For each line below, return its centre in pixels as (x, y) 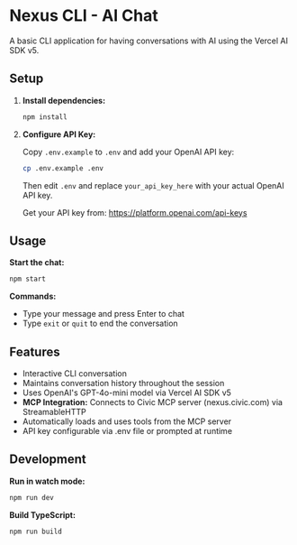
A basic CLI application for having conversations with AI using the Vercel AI (149, 41)
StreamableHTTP (54, 412)
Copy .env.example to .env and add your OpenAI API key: (128, 152)
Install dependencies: (64, 100)
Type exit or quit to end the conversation (100, 323)
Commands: (33, 296)
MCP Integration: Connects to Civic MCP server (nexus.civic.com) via (153, 402)
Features (35, 351)
